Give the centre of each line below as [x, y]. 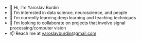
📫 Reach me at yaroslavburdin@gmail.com [53, 33]
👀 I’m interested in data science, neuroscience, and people [68, 13]
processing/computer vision [38, 28]
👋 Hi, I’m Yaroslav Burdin [34, 7]
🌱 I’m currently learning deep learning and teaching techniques [73, 18]
